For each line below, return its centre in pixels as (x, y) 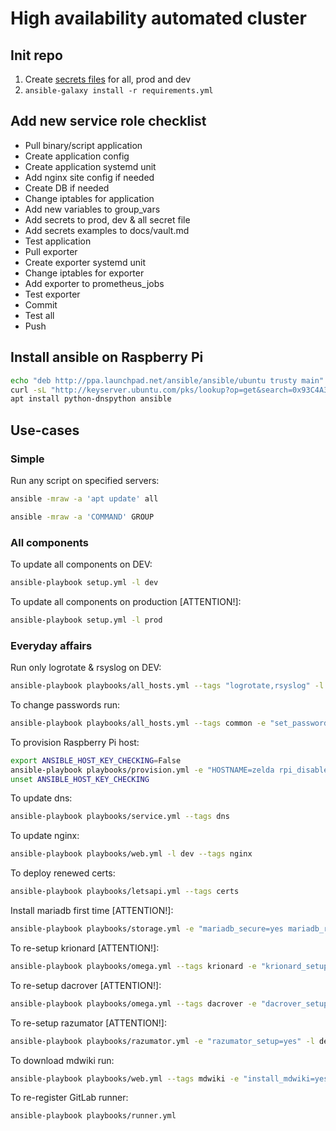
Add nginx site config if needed (89, 177)
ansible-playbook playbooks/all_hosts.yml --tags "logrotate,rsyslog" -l (167, 686)
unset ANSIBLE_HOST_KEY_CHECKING (80, 779)
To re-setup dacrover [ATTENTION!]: (86, 985)
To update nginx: (45, 836)
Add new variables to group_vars (92, 209)
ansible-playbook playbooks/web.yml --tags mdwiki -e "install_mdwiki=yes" (171, 1078)
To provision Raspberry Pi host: (75, 742)
